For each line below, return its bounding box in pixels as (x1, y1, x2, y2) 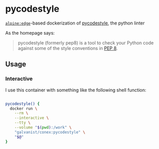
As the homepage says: (5, 30, 55, 36)
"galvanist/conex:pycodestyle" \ (14, 130, 86, 135)
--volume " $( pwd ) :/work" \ (14, 125, 72, 130)
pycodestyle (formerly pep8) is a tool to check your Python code (17, 39, 154, 46)
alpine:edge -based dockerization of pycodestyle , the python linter (5, 20, 145, 26)
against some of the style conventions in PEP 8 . (17, 45, 118, 51)
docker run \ (10, 106, 38, 111)
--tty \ (14, 120, 31, 126)
